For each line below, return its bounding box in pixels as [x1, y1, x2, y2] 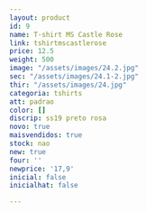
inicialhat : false [9, 181, 78, 190]
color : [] [9, 106, 47, 115]
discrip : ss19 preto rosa [9, 114, 106, 123]
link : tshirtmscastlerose [9, 38, 106, 48]
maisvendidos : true [9, 131, 83, 140]
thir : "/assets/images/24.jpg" [9, 80, 127, 89]
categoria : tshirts [9, 88, 83, 97]
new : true [9, 147, 47, 156]
